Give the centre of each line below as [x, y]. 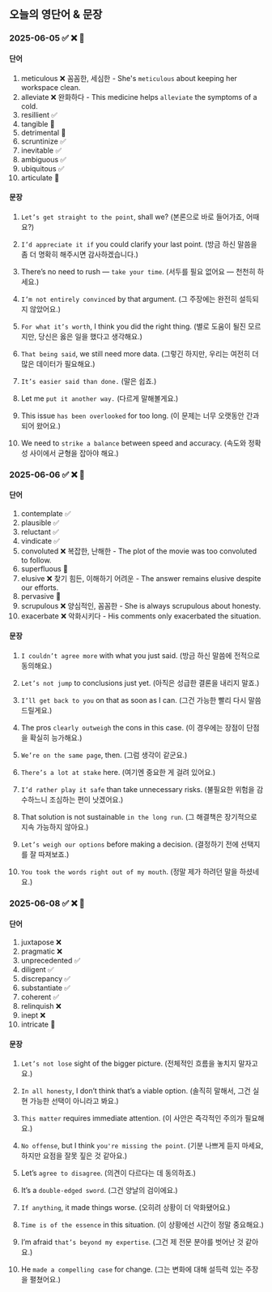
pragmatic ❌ [42, 951]
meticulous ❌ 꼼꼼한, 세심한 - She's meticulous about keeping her [129, 78]
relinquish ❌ [41, 1006]
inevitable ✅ [41, 150]
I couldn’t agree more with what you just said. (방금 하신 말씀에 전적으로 [140, 656]
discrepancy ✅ [46, 979]
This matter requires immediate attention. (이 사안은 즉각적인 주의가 [132, 1118]
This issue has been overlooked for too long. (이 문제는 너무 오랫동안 [133, 416]
